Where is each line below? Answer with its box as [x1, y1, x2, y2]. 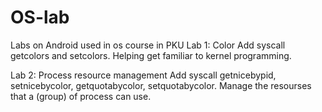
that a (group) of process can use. [10, 90, 152, 102]
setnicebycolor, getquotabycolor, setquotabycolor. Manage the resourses [10, 79, 312, 91]
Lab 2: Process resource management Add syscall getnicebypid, [10, 69, 277, 81]
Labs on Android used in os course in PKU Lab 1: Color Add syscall [10, 39, 286, 51]
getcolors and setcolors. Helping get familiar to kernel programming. [10, 49, 292, 61]
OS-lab [10, 6, 70, 29]
